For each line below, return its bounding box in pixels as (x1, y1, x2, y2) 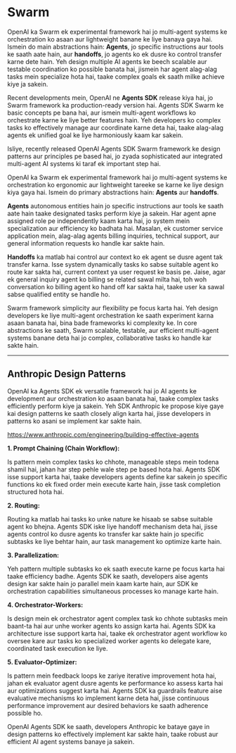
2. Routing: (7, 501, 40, 510)
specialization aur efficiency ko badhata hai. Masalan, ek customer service (7, 224, 223, 232)
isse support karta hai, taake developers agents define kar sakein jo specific (7, 472, 228, 481)
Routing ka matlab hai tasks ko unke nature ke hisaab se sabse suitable (7, 514, 213, 523)
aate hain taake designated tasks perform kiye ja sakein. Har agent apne (7, 209, 216, 217)
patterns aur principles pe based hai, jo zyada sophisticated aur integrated (7, 152, 223, 160)
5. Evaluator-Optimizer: (7, 657, 77, 666)
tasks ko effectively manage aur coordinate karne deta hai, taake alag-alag (7, 123, 223, 132)
